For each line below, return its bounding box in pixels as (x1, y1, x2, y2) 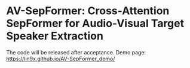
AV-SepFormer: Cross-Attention (6, 4, 170, 18)
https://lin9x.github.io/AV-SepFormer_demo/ (6, 55, 115, 62)
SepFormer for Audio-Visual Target (6, 17, 184, 30)
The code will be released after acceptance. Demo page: (6, 48, 146, 56)
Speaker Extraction (6, 30, 103, 43)
